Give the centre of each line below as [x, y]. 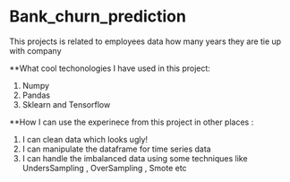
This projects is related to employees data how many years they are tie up [145, 41]
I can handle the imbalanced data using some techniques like [135, 158]
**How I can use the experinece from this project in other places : [132, 122]
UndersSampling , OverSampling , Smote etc [104, 168]
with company [35, 50]
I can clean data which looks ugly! [85, 139]
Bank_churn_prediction [98, 17]
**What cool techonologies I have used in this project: [110, 68]
